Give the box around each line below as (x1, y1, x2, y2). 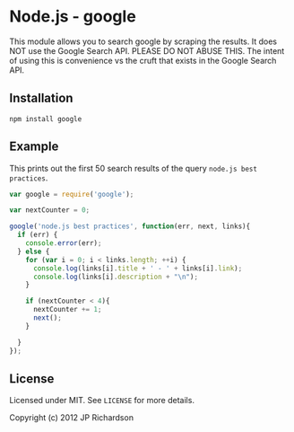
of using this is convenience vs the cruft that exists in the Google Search (9, 55, 277, 66)
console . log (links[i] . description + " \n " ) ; (32, 272, 199, 281)
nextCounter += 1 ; (32, 305, 102, 314)
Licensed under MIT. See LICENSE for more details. (9, 395, 195, 406)
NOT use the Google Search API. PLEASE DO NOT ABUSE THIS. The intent (9, 45, 285, 56)
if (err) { (17, 231, 58, 240)
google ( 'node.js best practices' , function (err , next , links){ (9, 222, 251, 231)
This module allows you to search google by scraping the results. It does (9, 36, 278, 47)
